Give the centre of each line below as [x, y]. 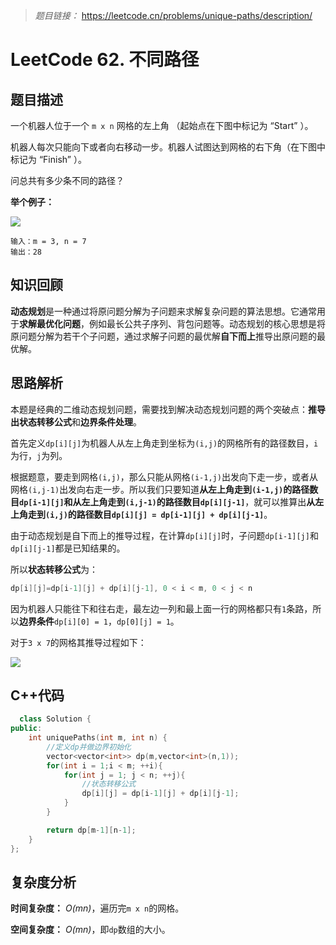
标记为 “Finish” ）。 [48, 159]
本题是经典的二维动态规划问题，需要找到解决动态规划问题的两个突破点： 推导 [168, 409]
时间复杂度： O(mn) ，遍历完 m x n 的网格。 [97, 908]
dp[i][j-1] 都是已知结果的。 [68, 548]
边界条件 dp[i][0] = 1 [63, 621]
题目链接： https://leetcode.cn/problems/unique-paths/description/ [173, 15]
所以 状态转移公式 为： [54, 569]
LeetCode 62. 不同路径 [105, 60]
